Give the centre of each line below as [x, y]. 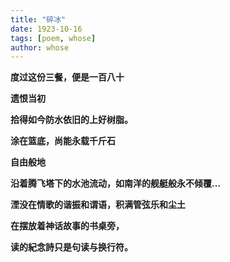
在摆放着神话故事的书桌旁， [67, 226]
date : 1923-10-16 [46, 29]
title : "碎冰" [38, 19]
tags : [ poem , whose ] [53, 38]
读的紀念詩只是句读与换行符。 [71, 247]
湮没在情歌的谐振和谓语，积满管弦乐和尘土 [98, 205]
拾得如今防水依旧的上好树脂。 [71, 120]
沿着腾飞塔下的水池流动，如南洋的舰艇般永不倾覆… [116, 183]
